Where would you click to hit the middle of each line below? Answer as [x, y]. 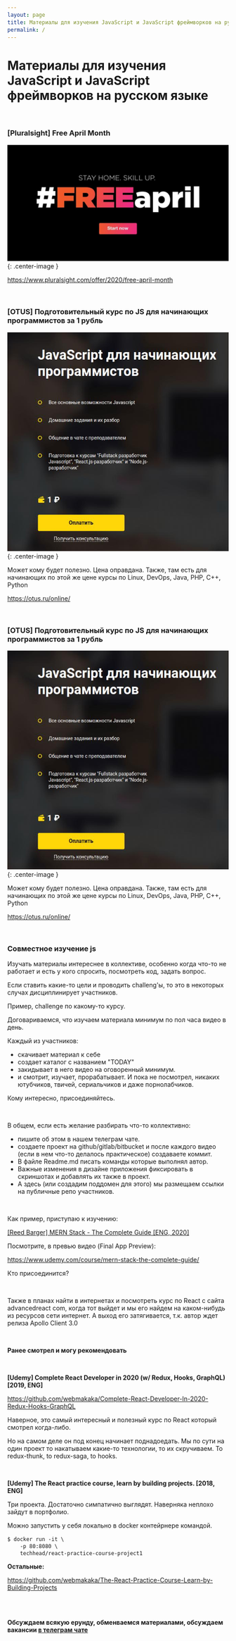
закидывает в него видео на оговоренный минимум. [96, 1070]
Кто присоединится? [38, 1273]
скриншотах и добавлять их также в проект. [84, 1177]
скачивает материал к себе [59, 1055]
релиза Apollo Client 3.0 [43, 1323]
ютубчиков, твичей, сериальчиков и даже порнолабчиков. [106, 1085]
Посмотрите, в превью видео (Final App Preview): [81, 1246]
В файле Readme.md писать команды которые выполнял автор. [113, 1161]
